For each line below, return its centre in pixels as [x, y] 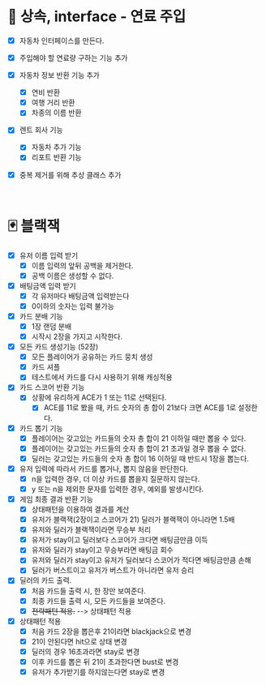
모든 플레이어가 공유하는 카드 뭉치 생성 [92, 357]
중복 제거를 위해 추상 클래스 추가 [70, 174]
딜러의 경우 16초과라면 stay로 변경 [85, 651]
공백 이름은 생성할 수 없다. [73, 276]
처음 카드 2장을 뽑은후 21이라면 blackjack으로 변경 [112, 631]
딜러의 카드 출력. [45, 580]
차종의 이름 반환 [56, 113]
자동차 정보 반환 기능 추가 [60, 75]
